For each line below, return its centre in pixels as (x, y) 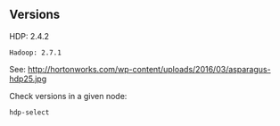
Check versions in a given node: (68, 96)
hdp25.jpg (28, 79)
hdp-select (29, 112)
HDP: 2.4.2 (29, 36)
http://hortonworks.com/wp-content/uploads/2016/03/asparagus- (149, 69)
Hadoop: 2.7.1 (36, 53)
